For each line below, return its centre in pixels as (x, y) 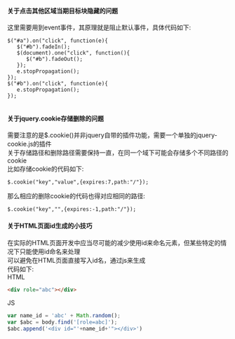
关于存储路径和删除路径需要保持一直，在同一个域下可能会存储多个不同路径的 (118, 153)
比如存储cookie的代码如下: (46, 169)
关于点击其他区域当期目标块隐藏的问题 (62, 11)
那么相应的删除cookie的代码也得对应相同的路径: (76, 196)
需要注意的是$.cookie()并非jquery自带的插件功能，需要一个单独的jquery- (112, 135)
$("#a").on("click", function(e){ (58, 41)
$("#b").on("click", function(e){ (58, 84)
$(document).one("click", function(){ (73, 53)
